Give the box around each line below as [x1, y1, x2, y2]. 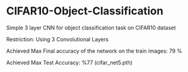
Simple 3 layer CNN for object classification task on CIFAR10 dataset [6, 24, 176, 31]
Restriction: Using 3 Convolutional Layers [6, 35, 109, 43]
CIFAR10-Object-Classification [6, 4, 164, 18]
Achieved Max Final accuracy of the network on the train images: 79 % [6, 47, 183, 55]
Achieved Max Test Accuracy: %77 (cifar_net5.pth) [6, 59, 133, 66]
